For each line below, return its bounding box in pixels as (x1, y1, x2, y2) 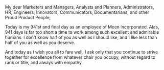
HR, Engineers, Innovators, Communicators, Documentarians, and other (5, 9, 149, 15)
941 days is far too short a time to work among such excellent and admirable (5, 29, 159, 35)
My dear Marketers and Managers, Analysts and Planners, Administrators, (5, 4, 154, 10)
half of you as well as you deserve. (5, 40, 75, 46)
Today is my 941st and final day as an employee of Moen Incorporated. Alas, (5, 24, 159, 30)
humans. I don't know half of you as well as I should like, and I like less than (5, 34, 158, 40)
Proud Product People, (5, 15, 51, 20)
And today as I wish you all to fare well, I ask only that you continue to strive (5, 49, 158, 55)
